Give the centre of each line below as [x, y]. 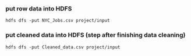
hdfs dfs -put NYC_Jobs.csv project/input [58, 21]
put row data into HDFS [39, 9]
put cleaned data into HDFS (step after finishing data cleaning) [95, 35]
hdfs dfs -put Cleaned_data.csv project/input [63, 47]
